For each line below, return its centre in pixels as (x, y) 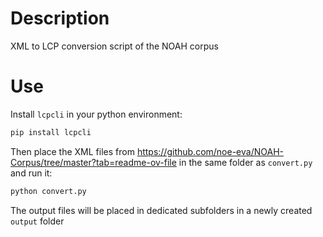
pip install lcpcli (51, 132)
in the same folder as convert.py (245, 162)
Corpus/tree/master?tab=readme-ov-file (93, 162)
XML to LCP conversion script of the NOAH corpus (114, 46)
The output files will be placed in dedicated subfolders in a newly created (161, 210)
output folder (37, 221)
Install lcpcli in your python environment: (96, 114)
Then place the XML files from (72, 151)
